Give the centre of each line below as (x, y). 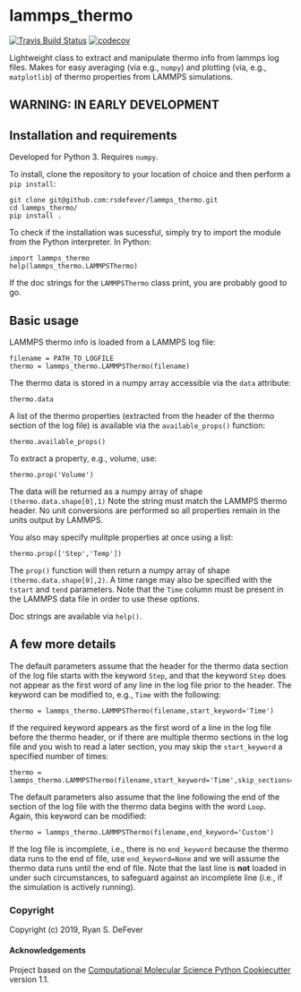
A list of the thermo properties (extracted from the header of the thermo (142, 415)
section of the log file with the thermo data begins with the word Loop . (138, 806)
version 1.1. (29, 979)
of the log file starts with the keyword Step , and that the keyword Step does (148, 675)
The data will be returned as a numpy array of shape (106, 491)
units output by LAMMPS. (56, 519)
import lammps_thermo (50, 259)
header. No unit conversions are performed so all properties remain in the (145, 510)
